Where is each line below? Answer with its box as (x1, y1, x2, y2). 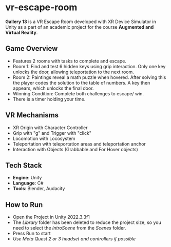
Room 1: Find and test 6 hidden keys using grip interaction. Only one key (12, 63, 166, 69)
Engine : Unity (12, 175, 42, 181)
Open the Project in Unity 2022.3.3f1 (12, 214, 90, 220)
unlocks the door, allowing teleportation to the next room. (12, 69, 135, 75)
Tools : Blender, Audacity (12, 186, 65, 192)
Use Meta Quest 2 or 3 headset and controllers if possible (12, 236, 136, 242)
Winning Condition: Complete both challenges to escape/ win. (12, 90, 144, 96)
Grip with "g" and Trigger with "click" (12, 130, 91, 136)
